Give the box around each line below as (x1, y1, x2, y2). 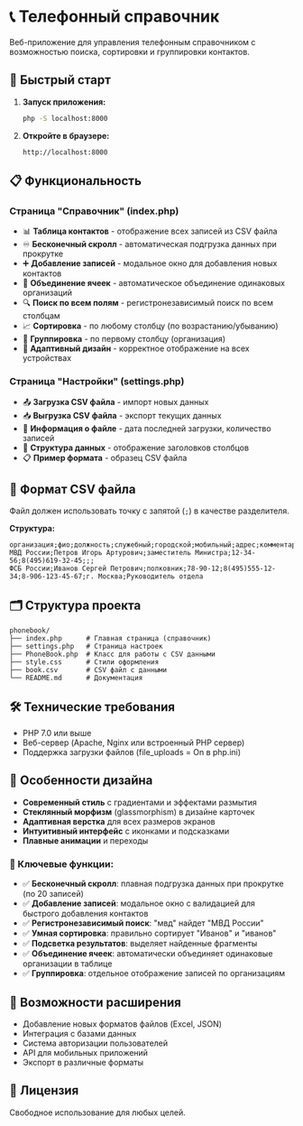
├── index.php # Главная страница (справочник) (9, 634, 212, 643)
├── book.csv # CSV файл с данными (9, 666, 168, 675)
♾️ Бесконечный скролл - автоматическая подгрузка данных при (22, 239, 277, 250)
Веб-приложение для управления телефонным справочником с (9, 36, 256, 47)
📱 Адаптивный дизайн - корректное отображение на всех (22, 343, 250, 354)
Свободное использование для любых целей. (9, 1107, 187, 1118)
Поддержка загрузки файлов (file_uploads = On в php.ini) (22, 747, 242, 758)
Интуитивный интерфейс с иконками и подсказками (22, 826, 230, 836)
